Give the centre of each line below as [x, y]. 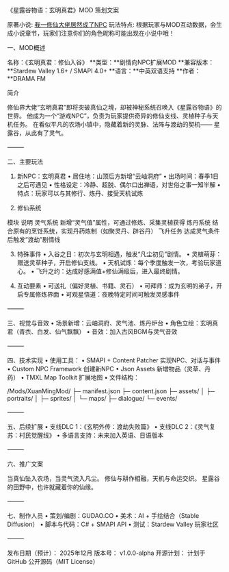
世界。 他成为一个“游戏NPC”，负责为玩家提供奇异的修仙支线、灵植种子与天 [113, 116]
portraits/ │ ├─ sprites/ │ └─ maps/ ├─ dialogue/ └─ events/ [92, 398]
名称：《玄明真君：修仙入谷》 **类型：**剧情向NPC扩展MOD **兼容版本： [111, 62]
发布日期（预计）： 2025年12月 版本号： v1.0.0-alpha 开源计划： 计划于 [106, 553]
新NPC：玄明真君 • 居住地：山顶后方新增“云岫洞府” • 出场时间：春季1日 [118, 176]
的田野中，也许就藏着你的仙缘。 [52, 487]
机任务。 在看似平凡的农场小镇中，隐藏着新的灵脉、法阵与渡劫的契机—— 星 [113, 124]
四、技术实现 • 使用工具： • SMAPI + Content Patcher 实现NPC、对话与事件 [114, 360]
